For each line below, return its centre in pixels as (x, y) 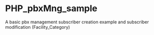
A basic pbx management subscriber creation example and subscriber (77, 22)
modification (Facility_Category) (38, 27)
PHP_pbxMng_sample (51, 9)
